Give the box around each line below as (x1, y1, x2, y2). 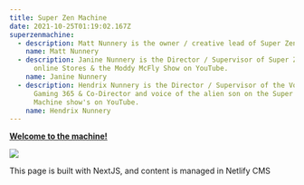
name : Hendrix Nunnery (25, 106, 111, 115)
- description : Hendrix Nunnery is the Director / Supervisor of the (17, 81, 285, 90)
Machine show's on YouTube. (33, 97, 140, 107)
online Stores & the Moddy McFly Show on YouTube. (33, 64, 229, 73)
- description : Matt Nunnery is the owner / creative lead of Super (17, 38, 281, 48)
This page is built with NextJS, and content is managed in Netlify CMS (9, 165, 271, 177)
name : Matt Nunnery (25, 47, 100, 56)
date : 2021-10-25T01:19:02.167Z (9, 22, 131, 31)
